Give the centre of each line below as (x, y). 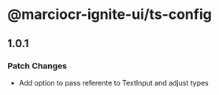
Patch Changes (37, 66)
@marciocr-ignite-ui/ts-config (109, 15)
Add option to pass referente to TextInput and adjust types (114, 82)
